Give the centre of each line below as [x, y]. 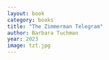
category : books [30, 20]
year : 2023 [23, 39]
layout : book [26, 13]
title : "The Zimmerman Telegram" [55, 26]
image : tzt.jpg [29, 46]
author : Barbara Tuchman [43, 33]
